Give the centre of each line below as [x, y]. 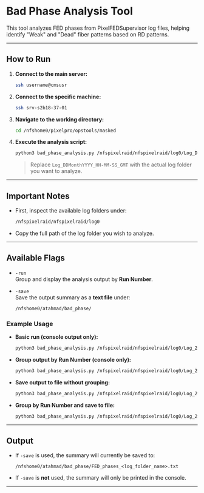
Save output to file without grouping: [63, 382]
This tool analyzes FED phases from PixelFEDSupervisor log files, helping [98, 28]
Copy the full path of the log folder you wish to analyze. [84, 233]
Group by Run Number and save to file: [65, 405]
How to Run [29, 59]
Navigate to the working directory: [59, 119]
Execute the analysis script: [51, 142]
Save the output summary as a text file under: [73, 297]
